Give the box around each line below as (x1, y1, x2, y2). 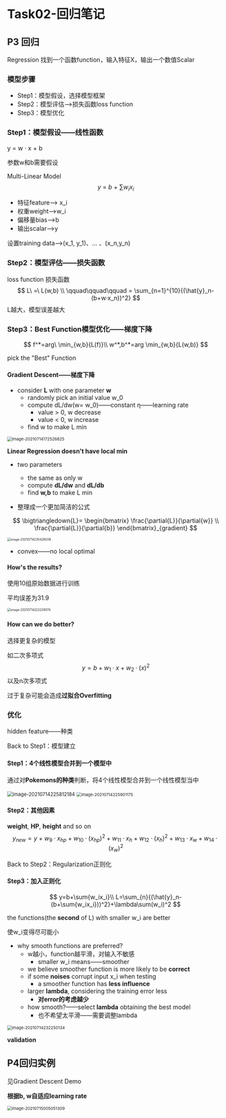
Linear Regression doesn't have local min (7, 447, 127, 456)
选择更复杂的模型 (7, 636, 56, 644)
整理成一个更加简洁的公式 (17, 503, 90, 511)
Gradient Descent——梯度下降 (7, 370, 95, 378)
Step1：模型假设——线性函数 (7, 128, 104, 137)
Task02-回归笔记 (7, 6, 105, 22)
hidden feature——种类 (7, 727, 74, 735)
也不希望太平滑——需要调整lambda (37, 1011, 138, 1019)
